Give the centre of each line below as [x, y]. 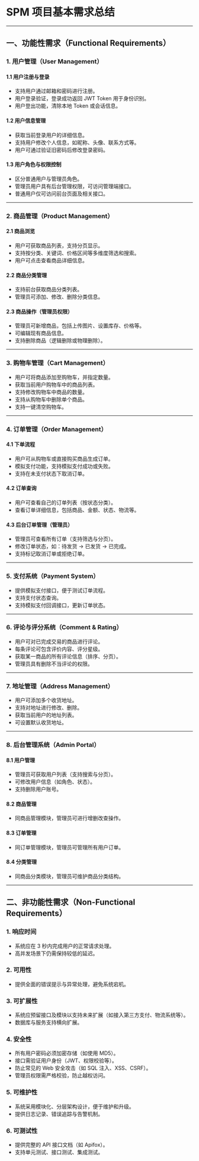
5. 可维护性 [22, 1092]
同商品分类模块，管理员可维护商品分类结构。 [69, 876]
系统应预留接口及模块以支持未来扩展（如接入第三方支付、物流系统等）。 [102, 1015]
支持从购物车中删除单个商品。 [51, 399]
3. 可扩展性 [22, 1001]
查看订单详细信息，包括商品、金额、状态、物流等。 [77, 510]
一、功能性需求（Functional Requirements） [88, 43]
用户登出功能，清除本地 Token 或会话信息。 [68, 106]
